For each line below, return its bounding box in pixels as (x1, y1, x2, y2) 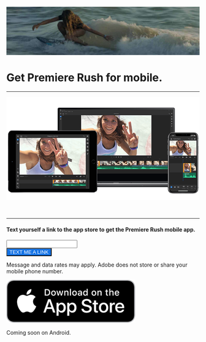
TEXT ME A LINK (9, 249, 49, 255)
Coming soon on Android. (6, 329, 71, 336)
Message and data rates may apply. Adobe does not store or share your (6, 261, 188, 268)
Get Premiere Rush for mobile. (6, 71, 162, 85)
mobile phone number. (6, 267, 63, 275)
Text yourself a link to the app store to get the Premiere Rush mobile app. (6, 226, 196, 233)
